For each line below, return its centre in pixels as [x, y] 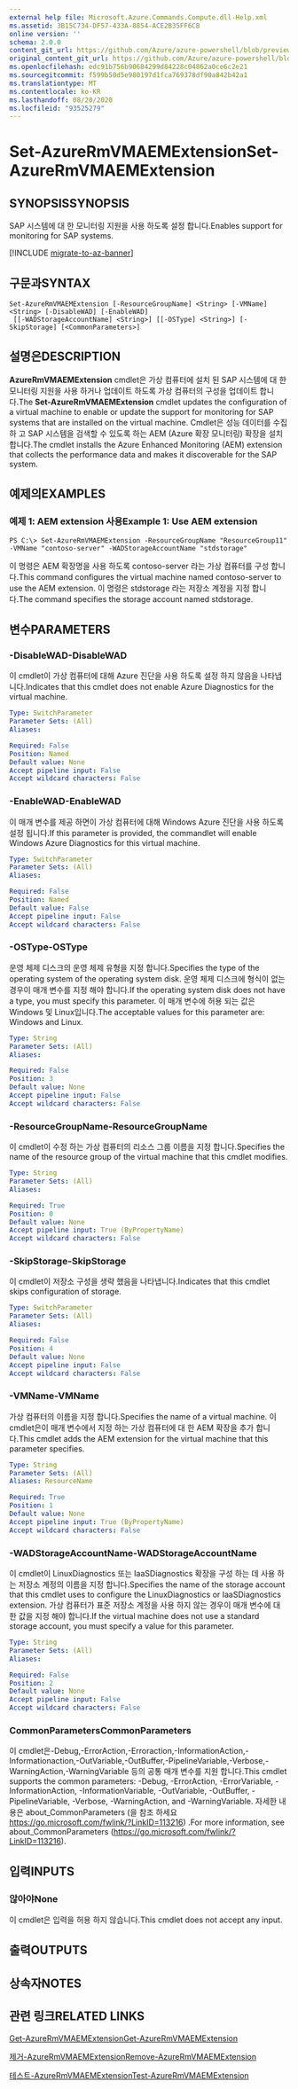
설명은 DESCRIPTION [65, 357]
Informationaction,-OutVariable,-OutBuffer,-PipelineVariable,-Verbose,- [139, 1761]
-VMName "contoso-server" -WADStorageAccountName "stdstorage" [129, 548]
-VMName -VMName [55, 1396]
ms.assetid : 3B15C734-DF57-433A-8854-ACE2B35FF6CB [105, 26]
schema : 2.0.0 [35, 42]
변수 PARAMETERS [60, 629]
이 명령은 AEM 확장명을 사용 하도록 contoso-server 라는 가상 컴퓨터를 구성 [139, 566]
